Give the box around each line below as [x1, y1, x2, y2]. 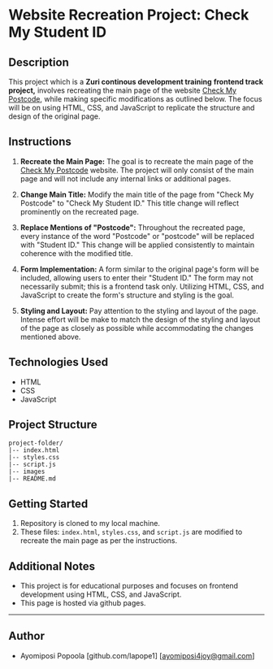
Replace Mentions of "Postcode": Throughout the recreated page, [19, 222, 245, 232]
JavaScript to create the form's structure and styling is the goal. [19, 290, 234, 300]
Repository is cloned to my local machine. [19, 519, 161, 528]
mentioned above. [19, 332, 81, 341]
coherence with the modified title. [19, 248, 133, 258]
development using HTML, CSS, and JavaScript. [19, 589, 182, 599]
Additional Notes [8, 559, 96, 573]
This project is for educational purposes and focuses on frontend [19, 581, 238, 591]
